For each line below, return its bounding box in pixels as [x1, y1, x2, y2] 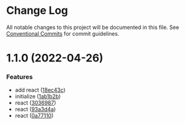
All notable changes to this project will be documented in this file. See [6, 24, 180, 31]
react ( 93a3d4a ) [14, 106, 56, 113]
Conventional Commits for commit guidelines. [6, 30, 119, 37]
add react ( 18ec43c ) [14, 86, 66, 94]
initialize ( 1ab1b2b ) [14, 93, 61, 100]
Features [6, 73, 33, 82]
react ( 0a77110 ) [14, 112, 54, 120]
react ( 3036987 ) [14, 99, 56, 106]
